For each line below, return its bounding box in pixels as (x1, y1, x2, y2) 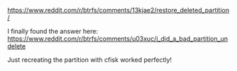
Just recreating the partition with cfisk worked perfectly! (7, 56, 172, 64)
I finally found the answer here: (7, 27, 99, 35)
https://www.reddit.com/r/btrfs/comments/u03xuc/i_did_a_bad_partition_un (7, 34, 228, 43)
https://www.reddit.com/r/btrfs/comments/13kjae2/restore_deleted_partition (7, 6, 229, 14)
